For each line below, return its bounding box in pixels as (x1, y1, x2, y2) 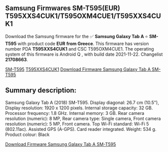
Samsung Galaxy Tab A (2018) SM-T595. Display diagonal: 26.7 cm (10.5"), (5, 99, 159, 105)
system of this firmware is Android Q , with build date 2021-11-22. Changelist (5, 51, 163, 57)
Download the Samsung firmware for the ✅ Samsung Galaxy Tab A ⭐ (5, 33, 148, 39)
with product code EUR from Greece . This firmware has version (17, 40, 149, 47)
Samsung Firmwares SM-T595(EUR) (5, 4, 120, 13)
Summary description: (5, 86, 76, 95)
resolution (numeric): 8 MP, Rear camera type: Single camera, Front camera (5, 115, 161, 121)
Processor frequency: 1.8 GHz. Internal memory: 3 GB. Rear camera (5, 110, 144, 116)
